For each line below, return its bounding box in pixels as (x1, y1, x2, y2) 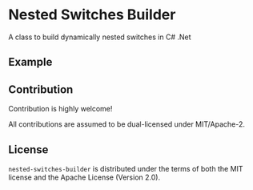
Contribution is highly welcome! (8, 104, 113, 114)
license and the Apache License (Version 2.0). (8, 172, 161, 182)
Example (8, 55, 53, 69)
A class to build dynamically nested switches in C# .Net (8, 32, 191, 42)
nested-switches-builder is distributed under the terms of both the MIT (8, 164, 243, 173)
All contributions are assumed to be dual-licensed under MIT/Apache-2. (8, 119, 246, 129)
